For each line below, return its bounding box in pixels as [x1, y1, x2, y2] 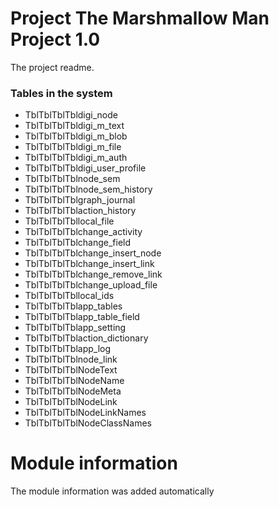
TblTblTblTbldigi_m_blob [24, 130, 128, 142]
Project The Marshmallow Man [10, 7, 270, 30]
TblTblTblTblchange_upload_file [24, 279, 158, 291]
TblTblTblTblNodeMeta [24, 385, 122, 397]
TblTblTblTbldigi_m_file [24, 141, 122, 153]
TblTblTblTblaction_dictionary [24, 332, 149, 344]
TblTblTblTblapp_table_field [24, 311, 140, 323]
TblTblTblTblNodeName [24, 375, 125, 387]
